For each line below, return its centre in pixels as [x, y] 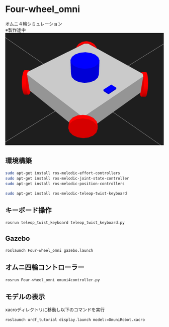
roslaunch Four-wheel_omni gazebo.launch [49, 251]
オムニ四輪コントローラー [45, 268]
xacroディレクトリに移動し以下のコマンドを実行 [55, 310]
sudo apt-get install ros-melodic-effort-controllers [63, 173]
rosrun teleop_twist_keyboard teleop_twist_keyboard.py [65, 223]
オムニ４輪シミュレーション [34, 24]
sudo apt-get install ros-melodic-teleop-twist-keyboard [66, 193]
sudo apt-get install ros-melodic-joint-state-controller [67, 178]
